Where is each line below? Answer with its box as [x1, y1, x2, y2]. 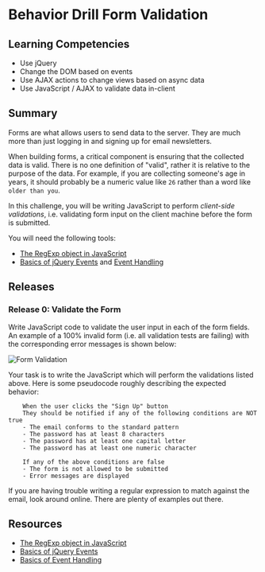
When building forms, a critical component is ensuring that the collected [8, 151, 244, 161]
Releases [8, 280, 55, 294]
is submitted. [8, 217, 51, 228]
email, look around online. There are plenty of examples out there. [8, 494, 224, 504]
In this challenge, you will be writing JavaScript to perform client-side [8, 200, 236, 210]
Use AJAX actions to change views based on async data [19, 76, 205, 84]
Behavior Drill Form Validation [8, 6, 209, 24]
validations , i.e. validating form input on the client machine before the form [8, 209, 252, 219]
